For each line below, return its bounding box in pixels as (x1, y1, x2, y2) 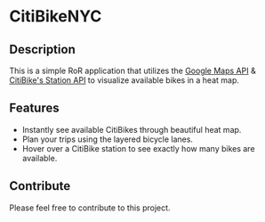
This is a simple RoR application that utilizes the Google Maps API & (9, 65, 256, 76)
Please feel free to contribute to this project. (9, 202, 171, 213)
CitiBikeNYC (9, 6, 102, 27)
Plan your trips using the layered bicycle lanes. (21, 134, 194, 144)
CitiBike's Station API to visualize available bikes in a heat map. (9, 75, 240, 86)
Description (9, 42, 76, 57)
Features (9, 101, 60, 116)
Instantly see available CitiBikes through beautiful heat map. (21, 124, 242, 135)
